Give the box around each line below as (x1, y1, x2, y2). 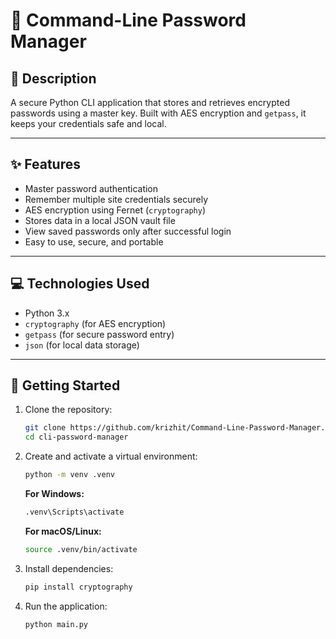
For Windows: (24, 488, 85, 500)
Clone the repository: (24, 404, 113, 416)
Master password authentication (24, 182, 159, 194)
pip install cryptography (24, 582, 133, 592)
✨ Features (10, 156, 81, 173)
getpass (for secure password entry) (24, 328, 175, 340)
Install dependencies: (24, 562, 114, 574)
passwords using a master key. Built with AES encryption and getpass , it (10, 107, 307, 119)
